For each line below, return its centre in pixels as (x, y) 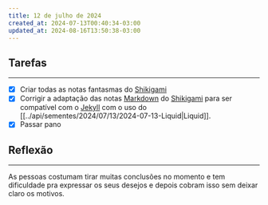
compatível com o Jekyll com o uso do (83, 108)
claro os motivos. (37, 194)
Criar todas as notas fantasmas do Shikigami (93, 89)
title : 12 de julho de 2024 (55, 16)
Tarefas (28, 63)
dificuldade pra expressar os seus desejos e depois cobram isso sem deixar (133, 185)
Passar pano (40, 124)
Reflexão (31, 150)
